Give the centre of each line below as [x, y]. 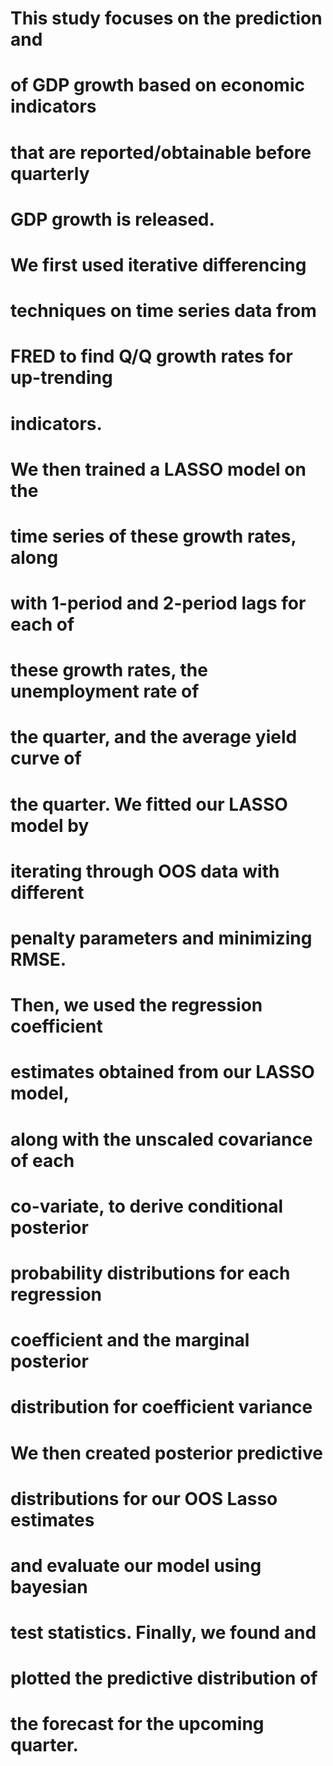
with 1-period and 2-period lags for [158, 603]
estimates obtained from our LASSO [162, 1072]
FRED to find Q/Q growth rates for [151, 356]
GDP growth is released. [112, 219]
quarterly [50, 173]
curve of [46, 758]
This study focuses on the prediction [166, 18]
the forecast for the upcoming [137, 1724]
